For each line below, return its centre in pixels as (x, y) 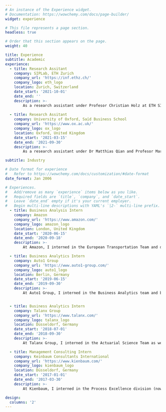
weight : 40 (16, 46)
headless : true (21, 33)
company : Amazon (31, 215)
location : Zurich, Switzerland (46, 87)
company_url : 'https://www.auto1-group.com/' (62, 265)
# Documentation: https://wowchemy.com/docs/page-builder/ (67, 14)
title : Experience (24, 55)
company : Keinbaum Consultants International (62, 357)
